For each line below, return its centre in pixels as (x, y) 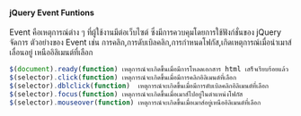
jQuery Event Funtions (52, 12)
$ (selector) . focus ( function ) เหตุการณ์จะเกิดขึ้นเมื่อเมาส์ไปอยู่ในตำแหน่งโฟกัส (126, 94)
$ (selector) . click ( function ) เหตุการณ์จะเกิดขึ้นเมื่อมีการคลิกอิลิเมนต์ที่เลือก (123, 78)
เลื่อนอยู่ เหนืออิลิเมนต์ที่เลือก (51, 53)
